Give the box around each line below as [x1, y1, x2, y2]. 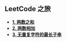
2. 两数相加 [12, 25, 36, 31]
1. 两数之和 [12, 19, 35, 25]
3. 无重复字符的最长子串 [12, 31, 62, 37]
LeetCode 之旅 [5, 4, 51, 13]
